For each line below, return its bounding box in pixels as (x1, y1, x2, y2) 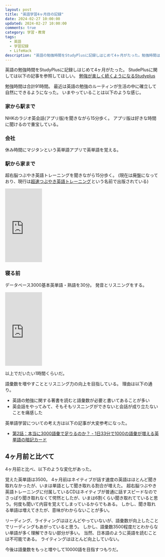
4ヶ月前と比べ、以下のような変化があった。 (5, 466, 94, 472)
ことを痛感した (12, 409, 43, 415)
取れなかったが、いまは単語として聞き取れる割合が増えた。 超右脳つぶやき (5, 483, 157, 489)
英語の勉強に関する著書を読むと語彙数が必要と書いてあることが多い (12, 397, 150, 403)
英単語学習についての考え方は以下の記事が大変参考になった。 (5, 420, 130, 426)
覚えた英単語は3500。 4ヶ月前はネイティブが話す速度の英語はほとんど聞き (5, 477, 157, 482)
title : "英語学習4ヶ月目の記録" (5, 12, 64, 17)
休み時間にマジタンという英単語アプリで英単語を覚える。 (5, 147, 121, 153)
